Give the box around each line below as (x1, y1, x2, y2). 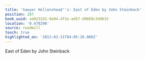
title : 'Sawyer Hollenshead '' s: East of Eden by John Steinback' (5, 7, 142, 12)
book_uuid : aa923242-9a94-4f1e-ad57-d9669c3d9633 (5, 16, 109, 21)
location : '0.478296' (5, 21, 50, 26)
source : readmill (5, 26, 41, 30)
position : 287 (5, 12, 34, 17)
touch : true (5, 30, 29, 35)
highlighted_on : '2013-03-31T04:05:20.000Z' (5, 35, 98, 40)
